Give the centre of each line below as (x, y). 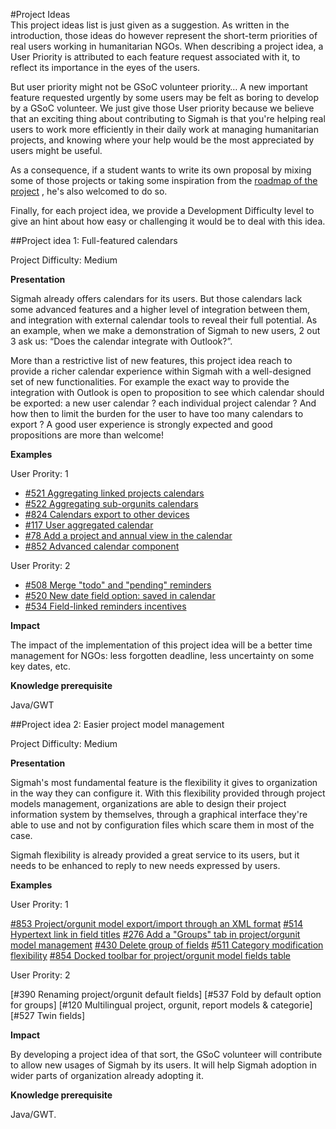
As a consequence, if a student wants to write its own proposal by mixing (161, 170)
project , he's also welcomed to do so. (89, 191)
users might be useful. (56, 150)
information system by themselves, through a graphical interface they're (159, 814)
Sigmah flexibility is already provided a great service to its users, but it (155, 855)
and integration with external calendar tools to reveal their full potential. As (164, 320)
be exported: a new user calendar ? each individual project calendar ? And (163, 403)
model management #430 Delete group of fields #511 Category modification (167, 945)
